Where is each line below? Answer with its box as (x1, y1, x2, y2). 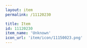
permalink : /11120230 (5, 12, 51, 17)
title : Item (5, 21, 31, 26)
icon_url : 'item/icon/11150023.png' (5, 35, 83, 40)
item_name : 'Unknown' (5, 31, 51, 36)
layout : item (5, 7, 33, 13)
